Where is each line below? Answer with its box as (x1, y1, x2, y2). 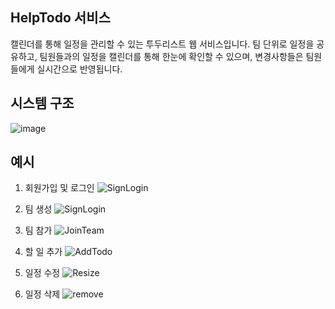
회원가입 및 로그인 (24, 182, 95, 194)
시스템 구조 (10, 95, 75, 112)
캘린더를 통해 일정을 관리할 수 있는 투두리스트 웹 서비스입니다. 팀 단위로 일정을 (10, 38, 315, 50)
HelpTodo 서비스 (10, 9, 111, 27)
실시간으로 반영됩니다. (36, 63, 123, 75)
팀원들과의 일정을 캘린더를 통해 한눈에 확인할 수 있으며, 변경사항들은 (39, 50, 304, 62)
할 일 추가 (24, 246, 63, 258)
